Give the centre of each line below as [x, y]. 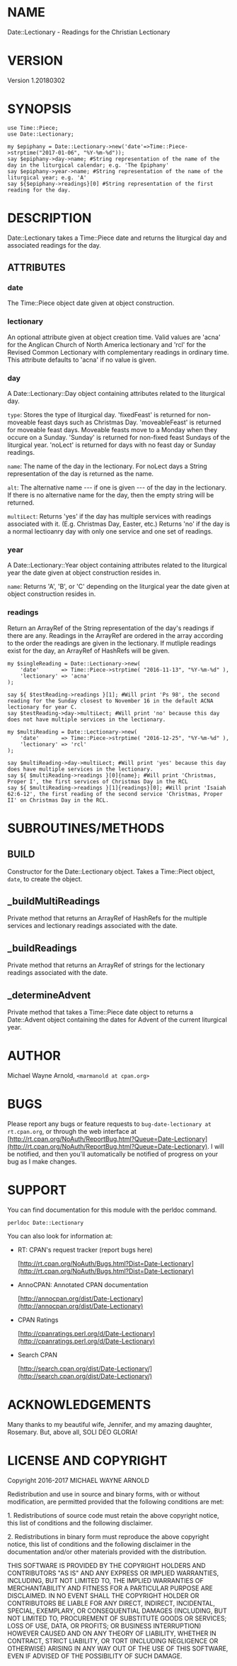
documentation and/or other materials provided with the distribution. [107, 1552]
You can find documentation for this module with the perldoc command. [112, 1210]
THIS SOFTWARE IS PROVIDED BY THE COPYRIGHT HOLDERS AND [107, 1565]
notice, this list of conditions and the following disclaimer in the [99, 1544]
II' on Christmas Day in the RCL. [58, 800]
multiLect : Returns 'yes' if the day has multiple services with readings [109, 517]
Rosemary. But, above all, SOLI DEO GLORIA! [73, 1432]
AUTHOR [34, 1056]
